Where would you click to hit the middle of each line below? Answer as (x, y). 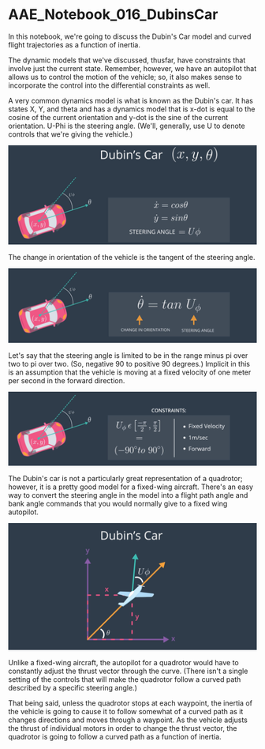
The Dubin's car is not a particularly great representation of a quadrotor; (125, 479)
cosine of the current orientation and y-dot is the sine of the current (118, 117)
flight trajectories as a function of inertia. (74, 44)
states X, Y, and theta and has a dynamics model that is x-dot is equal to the (132, 109)
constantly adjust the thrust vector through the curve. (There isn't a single (128, 671)
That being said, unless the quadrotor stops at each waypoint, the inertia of (130, 703)
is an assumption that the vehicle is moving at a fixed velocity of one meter (130, 372)
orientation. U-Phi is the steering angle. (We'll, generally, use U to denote (127, 126)
